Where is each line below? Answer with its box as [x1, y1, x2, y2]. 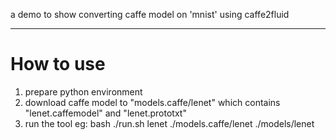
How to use [10, 53, 106, 76]
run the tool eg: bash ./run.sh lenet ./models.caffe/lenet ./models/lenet [24, 117, 315, 129]
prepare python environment [24, 85, 143, 98]
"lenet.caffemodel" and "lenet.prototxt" [24, 107, 187, 119]
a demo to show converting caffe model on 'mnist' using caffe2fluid [10, 9, 290, 20]
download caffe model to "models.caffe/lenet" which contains [24, 96, 281, 108]
